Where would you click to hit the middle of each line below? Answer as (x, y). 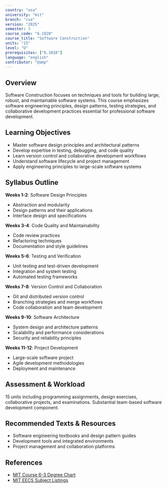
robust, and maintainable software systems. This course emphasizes (77, 100)
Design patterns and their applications (53, 210)
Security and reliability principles (47, 338)
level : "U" (17, 48)
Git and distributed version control (48, 296)
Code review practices (36, 235)
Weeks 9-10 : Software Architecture (42, 317)
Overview (21, 83)
